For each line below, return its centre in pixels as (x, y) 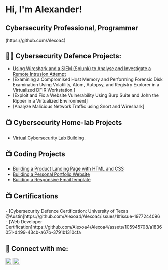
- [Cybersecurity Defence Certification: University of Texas (67, 211)
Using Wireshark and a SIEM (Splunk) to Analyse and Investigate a (82, 68)
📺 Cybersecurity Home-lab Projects (64, 123)
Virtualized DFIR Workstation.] (44, 90)
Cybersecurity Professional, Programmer (72, 28)
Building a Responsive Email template (52, 180)
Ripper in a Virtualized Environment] (50, 100)
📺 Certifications (32, 196)
